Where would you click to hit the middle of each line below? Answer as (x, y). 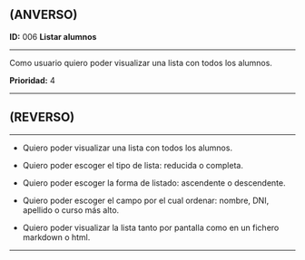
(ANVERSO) (44, 15)
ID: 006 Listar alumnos (53, 36)
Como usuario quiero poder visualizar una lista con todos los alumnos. (141, 63)
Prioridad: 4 (33, 80)
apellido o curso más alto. (71, 210)
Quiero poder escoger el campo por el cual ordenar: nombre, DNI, (146, 200)
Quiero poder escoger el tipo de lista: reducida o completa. (133, 165)
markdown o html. (56, 237)
